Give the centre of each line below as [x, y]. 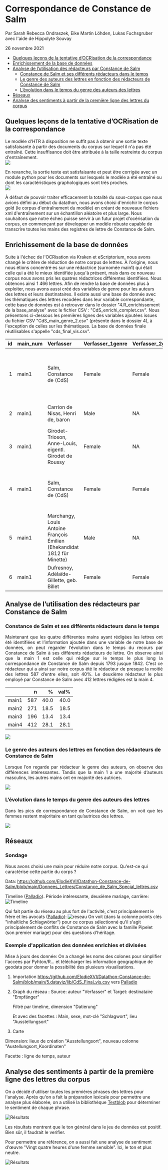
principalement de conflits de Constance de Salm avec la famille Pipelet [79, 927]
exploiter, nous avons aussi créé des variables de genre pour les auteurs [80, 288]
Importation [24, 976]
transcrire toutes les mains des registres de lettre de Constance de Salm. [80, 229]
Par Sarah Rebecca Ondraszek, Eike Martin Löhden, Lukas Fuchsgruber [79, 33]
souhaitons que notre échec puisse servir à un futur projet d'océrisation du [82, 218]
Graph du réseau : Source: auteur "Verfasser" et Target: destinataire [82, 991]
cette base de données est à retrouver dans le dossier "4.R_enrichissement [82, 304]
